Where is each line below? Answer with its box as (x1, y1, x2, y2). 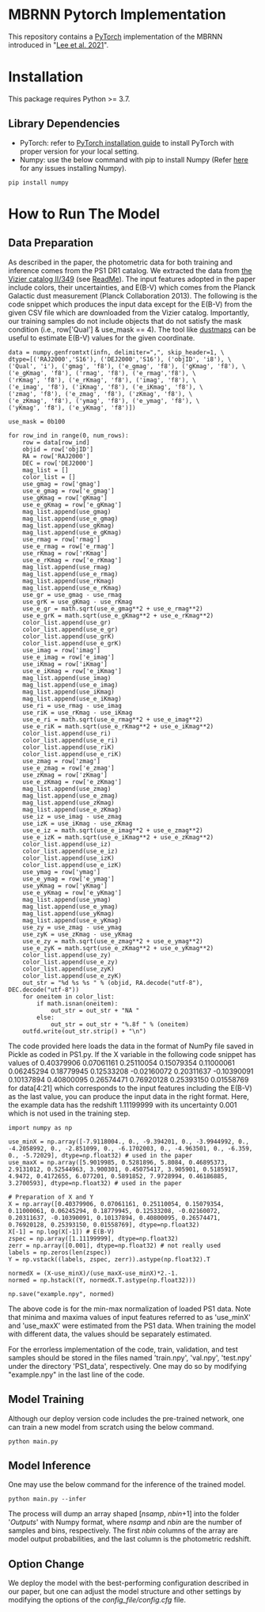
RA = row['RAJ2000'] (22, 452, 90, 460)
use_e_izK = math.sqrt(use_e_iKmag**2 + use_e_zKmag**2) (22, 833, 214, 841)
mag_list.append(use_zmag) (22, 785, 112, 793)
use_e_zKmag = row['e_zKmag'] (22, 777, 123, 785)
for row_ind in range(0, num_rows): (8, 432, 129, 439)
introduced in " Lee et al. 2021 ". (8, 40, 109, 49)
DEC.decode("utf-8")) (8, 986, 80, 994)
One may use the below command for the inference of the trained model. (8, 1480, 246, 1489)
